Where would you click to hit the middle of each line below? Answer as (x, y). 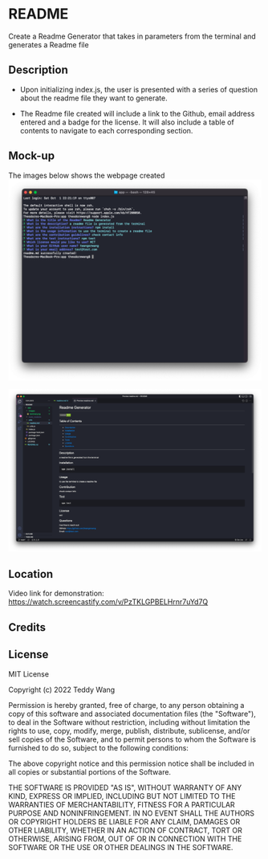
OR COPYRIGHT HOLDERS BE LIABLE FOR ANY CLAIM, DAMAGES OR (124, 821)
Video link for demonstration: (56, 593)
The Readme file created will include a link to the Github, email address (137, 113)
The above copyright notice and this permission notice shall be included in (131, 763)
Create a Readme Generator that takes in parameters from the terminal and (132, 36)
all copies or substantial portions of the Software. (89, 771)
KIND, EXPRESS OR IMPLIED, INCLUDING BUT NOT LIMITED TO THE (122, 796)
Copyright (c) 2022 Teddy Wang (62, 689)
